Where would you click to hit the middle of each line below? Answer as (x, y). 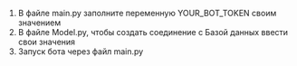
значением (39, 23)
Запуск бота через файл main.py (81, 52)
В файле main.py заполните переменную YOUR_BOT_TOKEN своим (147, 13)
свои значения (46, 42)
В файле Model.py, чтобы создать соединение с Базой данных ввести (153, 32)
